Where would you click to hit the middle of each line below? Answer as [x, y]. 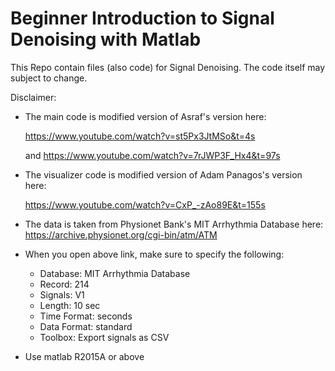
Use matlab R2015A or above [84, 356]
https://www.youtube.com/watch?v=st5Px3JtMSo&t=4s [140, 136]
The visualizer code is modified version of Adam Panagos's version [163, 174]
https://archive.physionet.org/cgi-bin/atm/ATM [121, 234]
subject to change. [49, 78]
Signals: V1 [62, 294]
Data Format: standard [86, 326]
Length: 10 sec [70, 305]
